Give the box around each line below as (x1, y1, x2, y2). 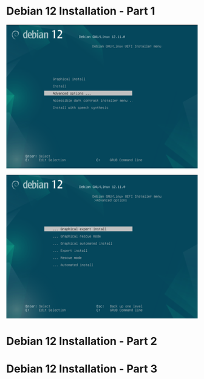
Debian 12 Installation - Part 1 (6, 4, 155, 18)
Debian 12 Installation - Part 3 (6, 362, 158, 375)
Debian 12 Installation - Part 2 (6, 334, 158, 348)
